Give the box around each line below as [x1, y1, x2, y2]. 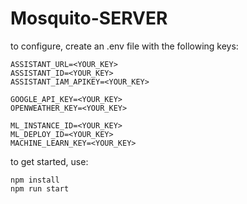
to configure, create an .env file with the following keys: [10, 40, 239, 52]
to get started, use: [10, 155, 89, 167]
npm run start [10, 183, 70, 194]
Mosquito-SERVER [10, 7, 168, 30]
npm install [10, 175, 60, 185]
